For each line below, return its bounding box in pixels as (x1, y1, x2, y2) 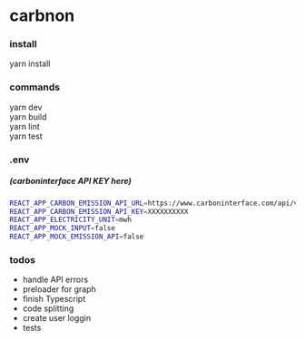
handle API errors (22, 274, 89, 286)
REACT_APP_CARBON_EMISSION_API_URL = (9, 199, 148, 208)
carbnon (9, 5, 75, 26)
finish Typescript (22, 294, 86, 305)
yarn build (9, 111, 47, 122)
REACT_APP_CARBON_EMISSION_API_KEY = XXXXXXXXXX (9, 207, 189, 216)
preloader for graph (22, 284, 97, 295)
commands (9, 81, 61, 93)
